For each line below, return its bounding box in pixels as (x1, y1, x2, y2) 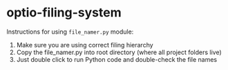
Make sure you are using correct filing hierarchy (16, 40, 153, 49)
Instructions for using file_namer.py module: (6, 27, 134, 36)
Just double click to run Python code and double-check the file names (16, 55, 218, 63)
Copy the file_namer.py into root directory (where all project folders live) (16, 48, 222, 56)
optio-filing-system (6, 5, 122, 21)
